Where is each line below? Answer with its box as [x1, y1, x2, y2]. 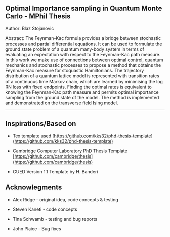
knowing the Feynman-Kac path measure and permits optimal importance [5, 89, 159, 95]
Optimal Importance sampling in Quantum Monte [5, 4, 162, 13]
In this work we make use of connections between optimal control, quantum [5, 57, 163, 63]
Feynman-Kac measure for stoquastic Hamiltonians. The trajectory [5, 67, 144, 73]
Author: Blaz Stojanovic [5, 25, 54, 31]
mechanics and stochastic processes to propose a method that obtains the [5, 62, 161, 68]
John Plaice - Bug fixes [12, 226, 62, 232]
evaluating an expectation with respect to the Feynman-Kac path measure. [5, 51, 161, 57]
